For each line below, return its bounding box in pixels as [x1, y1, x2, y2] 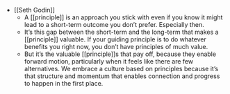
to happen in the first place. [24, 79, 104, 87]
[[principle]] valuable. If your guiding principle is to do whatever [24, 35, 207, 44]
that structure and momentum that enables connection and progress [24, 72, 220, 80]
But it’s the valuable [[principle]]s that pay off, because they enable [24, 50, 217, 58]
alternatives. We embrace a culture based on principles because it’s [24, 65, 219, 73]
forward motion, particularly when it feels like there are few [24, 57, 193, 65]
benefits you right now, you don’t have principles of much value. [24, 43, 208, 50]
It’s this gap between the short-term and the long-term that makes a [24, 28, 219, 36]
